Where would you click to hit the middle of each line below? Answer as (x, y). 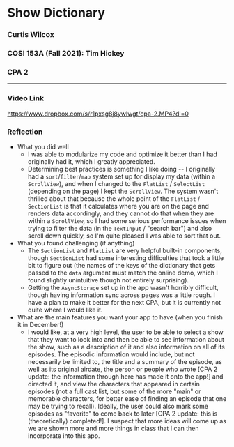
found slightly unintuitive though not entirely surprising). (108, 280)
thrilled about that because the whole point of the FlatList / (114, 198)
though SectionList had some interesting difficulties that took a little (126, 258)
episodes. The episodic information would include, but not (111, 354)
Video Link (25, 98)
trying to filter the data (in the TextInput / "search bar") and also (120, 228)
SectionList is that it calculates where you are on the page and (118, 206)
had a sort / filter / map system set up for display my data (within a (122, 176)
